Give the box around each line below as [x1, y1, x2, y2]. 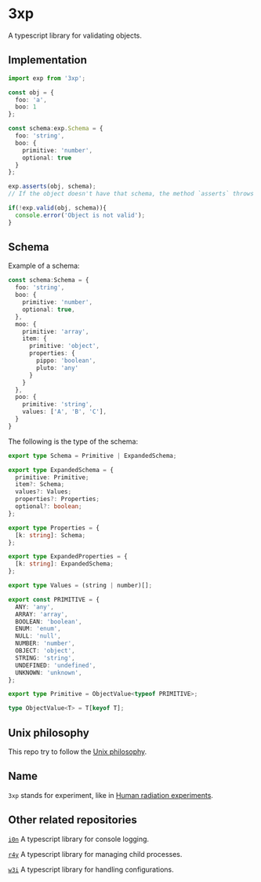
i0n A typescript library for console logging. [8, 834, 150, 844]
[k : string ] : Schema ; [15, 531, 86, 539]
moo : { [15, 320, 37, 328]
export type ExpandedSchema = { [8, 466, 114, 474]
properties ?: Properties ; [15, 496, 100, 503]
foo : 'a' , [15, 96, 47, 104]
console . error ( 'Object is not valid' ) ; [15, 211, 146, 219]
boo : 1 [15, 103, 37, 111]
